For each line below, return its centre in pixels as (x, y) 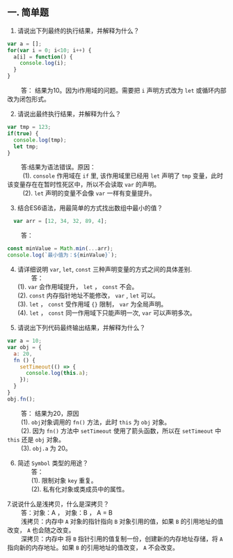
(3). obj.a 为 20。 (46, 448)
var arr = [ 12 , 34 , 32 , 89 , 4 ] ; (61, 222)
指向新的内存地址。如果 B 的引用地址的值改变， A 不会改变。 (93, 547)
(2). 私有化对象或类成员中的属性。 (80, 489)
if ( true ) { (23, 133)
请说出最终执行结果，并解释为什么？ (69, 114)
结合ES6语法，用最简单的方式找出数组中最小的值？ (90, 208)
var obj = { (24, 347)
